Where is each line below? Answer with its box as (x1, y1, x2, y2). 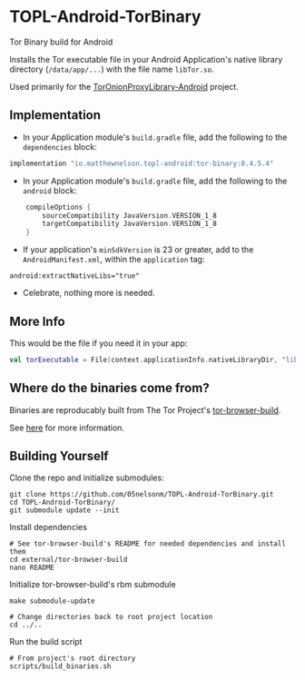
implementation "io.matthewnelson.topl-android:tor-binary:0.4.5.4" (9, 159, 274, 168)
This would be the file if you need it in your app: (9, 338, 188, 349)
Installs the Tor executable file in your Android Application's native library (9, 54, 283, 64)
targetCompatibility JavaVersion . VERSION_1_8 (42, 220, 218, 229)
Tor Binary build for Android (9, 36, 113, 47)
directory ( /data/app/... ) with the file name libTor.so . (9, 64, 215, 74)
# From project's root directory (9, 654, 136, 664)
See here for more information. (9, 422, 125, 433)
